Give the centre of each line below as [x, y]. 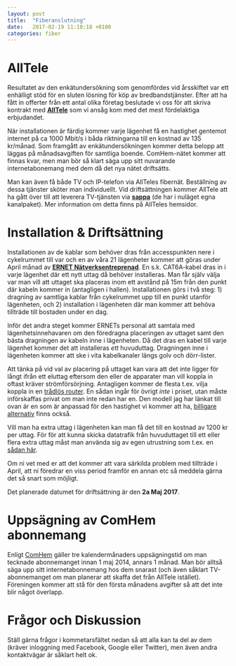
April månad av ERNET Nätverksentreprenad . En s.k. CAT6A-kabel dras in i [117, 267]
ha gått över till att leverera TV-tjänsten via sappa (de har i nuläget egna [111, 197]
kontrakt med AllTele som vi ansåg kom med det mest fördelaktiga [104, 110]
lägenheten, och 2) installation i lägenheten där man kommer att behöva [111, 305]
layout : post [26, 14]
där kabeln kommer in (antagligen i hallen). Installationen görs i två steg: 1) [115, 289]
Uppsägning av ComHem [81, 520]
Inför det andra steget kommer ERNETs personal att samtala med [101, 326]
